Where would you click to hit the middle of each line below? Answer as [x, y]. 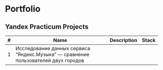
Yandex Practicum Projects [47, 27]
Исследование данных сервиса [53, 48]
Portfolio [23, 9]
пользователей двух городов [50, 60]
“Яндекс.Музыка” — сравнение [52, 54]
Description [123, 40]
